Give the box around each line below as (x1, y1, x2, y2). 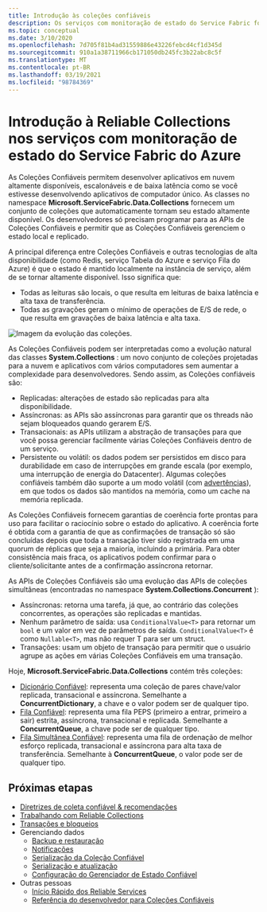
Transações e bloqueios (19, 819, 99, 828)
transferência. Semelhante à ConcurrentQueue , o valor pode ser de (19, 750, 243, 759)
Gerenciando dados (19, 828, 85, 837)
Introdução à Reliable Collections (8, 112, 231, 131)
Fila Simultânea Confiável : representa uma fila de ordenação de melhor (19, 733, 253, 742)
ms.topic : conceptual (8, 26, 80, 34)
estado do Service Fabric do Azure (8, 146, 242, 164)
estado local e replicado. (8, 232, 89, 241)
